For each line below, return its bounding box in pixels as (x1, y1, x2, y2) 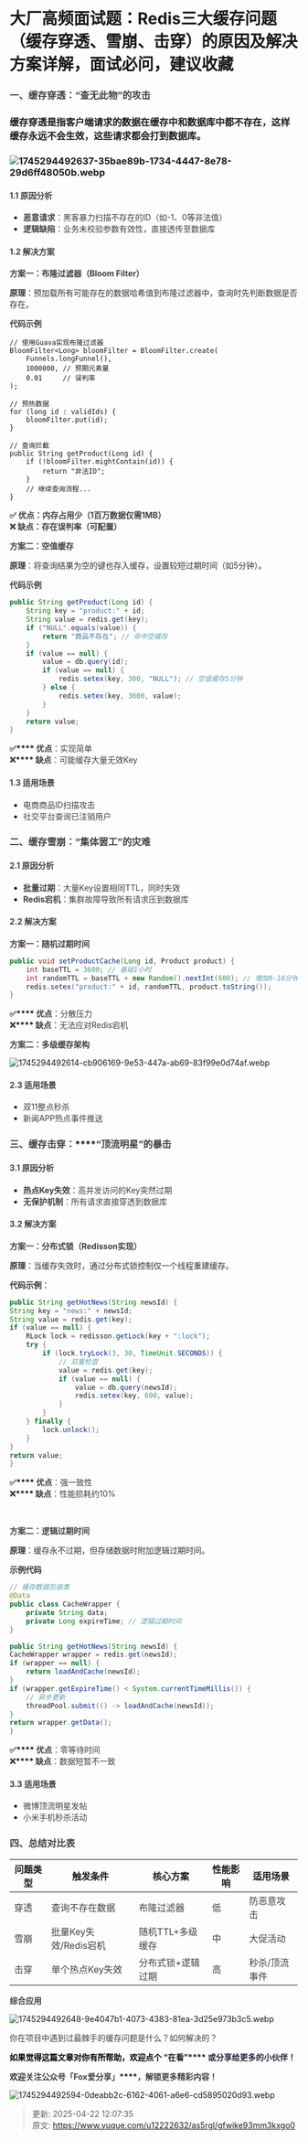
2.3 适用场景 (9, 1079, 57, 1090)
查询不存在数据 (50, 1901, 116, 1914)
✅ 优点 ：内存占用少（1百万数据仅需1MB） (9, 509, 166, 521)
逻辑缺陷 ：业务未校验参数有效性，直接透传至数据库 (22, 223, 216, 234)
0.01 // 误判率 (26, 374, 96, 383)
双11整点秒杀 (22, 1101, 70, 1112)
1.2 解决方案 (9, 246, 55, 257)
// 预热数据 (9, 400, 50, 409)
